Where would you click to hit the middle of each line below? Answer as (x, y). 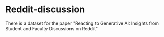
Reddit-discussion (45, 9)
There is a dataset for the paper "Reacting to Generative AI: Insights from (82, 23)
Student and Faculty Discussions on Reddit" (52, 28)
